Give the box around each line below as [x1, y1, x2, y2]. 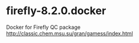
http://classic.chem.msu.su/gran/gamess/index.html [6, 29, 133, 37]
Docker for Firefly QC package [6, 24, 81, 31]
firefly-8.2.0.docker [6, 4, 106, 18]
